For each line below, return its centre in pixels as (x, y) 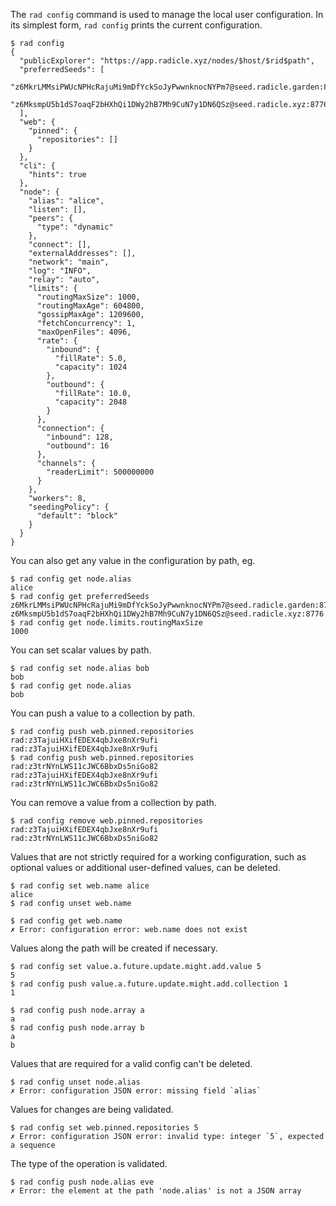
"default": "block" (77, 516)
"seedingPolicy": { (69, 507)
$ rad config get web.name (66, 921)
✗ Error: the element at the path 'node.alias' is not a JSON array (156, 1191)
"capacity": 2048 (91, 402)
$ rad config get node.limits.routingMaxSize (106, 623)
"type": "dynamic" (75, 227)
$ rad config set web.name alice (80, 886)
